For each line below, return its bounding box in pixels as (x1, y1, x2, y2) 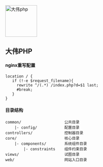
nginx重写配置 (5, 62, 36, 68)
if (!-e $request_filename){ (12, 78, 74, 83)
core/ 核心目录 (5, 136, 80, 141)
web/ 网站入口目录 (5, 157, 87, 162)
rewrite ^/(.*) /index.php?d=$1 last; (16, 82, 99, 88)
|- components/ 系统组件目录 (14, 141, 87, 146)
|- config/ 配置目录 (14, 125, 80, 130)
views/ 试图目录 (5, 152, 80, 157)
